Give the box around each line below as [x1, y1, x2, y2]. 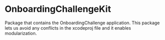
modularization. [5, 30, 37, 36]
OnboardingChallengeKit [5, 3, 111, 15]
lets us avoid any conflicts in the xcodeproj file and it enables [5, 25, 131, 31]
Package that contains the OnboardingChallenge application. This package [5, 20, 160, 26]
